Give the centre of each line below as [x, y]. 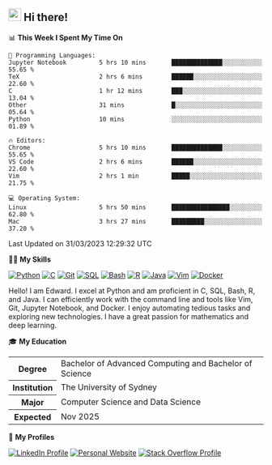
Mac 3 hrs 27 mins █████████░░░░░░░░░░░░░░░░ [136, 221]
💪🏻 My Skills [30, 259]
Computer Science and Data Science [130, 402]
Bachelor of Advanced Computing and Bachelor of [156, 363]
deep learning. [32, 325]
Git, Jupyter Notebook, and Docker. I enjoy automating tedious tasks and [130, 308]
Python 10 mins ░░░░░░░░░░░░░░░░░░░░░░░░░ [136, 119]
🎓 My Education [38, 341]
